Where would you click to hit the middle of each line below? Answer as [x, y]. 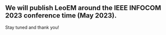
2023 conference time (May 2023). [61, 16]
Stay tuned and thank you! [32, 27]
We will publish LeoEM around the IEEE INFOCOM [83, 8]
